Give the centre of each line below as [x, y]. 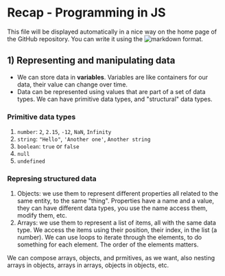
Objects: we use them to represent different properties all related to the [117, 194]
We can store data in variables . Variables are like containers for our [112, 77]
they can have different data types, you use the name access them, [112, 208]
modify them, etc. [42, 216]
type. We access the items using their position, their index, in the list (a [117, 230]
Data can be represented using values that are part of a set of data [111, 91]
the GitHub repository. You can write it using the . [105, 38]
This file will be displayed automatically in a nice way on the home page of [112, 32]
